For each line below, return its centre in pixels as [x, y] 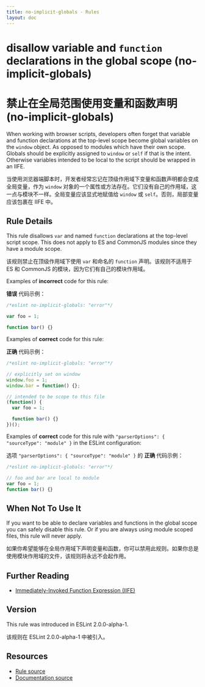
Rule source [30, 671]
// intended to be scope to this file [56, 397]
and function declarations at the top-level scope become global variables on [102, 140]
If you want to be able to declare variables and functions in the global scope [102, 523]
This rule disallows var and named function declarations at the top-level [97, 236]
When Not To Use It [44, 508]
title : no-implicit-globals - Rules [53, 12]
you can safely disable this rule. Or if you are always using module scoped [100, 530]
